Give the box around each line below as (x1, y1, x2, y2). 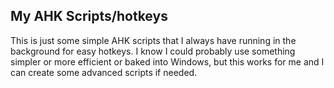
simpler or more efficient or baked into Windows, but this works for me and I (10, 55, 325, 68)
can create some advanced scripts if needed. (10, 66, 198, 78)
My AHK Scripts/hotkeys (10, 8, 168, 25)
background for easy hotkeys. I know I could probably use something (10, 45, 296, 57)
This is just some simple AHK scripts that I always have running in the (10, 34, 297, 46)
